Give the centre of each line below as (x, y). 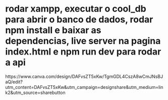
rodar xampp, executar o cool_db (76, 9)
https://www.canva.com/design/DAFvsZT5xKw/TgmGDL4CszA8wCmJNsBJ (84, 76)
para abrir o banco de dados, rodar (79, 19)
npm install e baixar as (53, 30)
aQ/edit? (14, 82)
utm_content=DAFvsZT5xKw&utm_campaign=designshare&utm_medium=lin (84, 87)
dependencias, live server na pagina (83, 41)
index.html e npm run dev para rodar (83, 52)
